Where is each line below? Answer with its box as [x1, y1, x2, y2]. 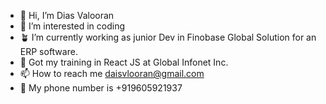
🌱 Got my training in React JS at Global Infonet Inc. [19, 56, 229, 68]
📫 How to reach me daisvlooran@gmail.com [19, 68, 205, 79]
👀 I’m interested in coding [19, 20, 126, 32]
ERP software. [19, 46, 78, 57]
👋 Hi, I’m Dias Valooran [19, 10, 115, 21]
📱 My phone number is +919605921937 [19, 82, 183, 94]
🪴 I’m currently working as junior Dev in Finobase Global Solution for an [19, 31, 317, 43]
